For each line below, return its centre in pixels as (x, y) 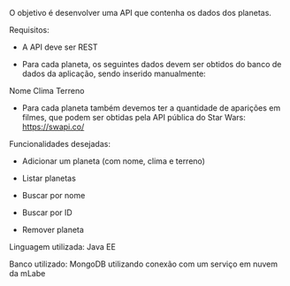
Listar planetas (49, 178)
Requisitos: (30, 30)
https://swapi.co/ (53, 127)
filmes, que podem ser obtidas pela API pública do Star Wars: (134, 117)
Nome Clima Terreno (47, 91)
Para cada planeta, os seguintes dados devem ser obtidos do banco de (152, 64)
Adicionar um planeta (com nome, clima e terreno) (114, 161)
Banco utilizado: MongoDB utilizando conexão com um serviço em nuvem (144, 264)
